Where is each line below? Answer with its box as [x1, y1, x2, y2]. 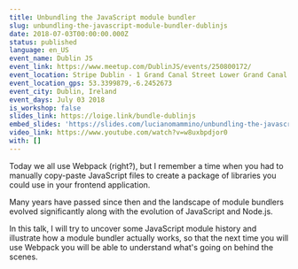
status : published [9, 37, 77, 47]
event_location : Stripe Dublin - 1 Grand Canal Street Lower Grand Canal [9, 71, 288, 80]
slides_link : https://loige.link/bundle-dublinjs [9, 111, 197, 120]
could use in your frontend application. [9, 179, 151, 190]
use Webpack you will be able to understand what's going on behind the [9, 242, 273, 252]
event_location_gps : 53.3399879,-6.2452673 [9, 79, 173, 88]
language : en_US [9, 46, 69, 55]
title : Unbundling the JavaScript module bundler [9, 12, 197, 22]
